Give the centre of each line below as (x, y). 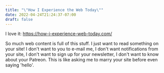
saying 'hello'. (20, 65)
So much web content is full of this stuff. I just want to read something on (82, 44)
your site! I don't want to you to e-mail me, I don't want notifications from (82, 49)
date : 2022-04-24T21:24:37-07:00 (41, 15)
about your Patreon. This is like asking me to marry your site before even (81, 60)
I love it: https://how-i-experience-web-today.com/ (59, 34)
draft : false (19, 19)
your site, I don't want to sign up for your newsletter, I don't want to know (82, 54)
